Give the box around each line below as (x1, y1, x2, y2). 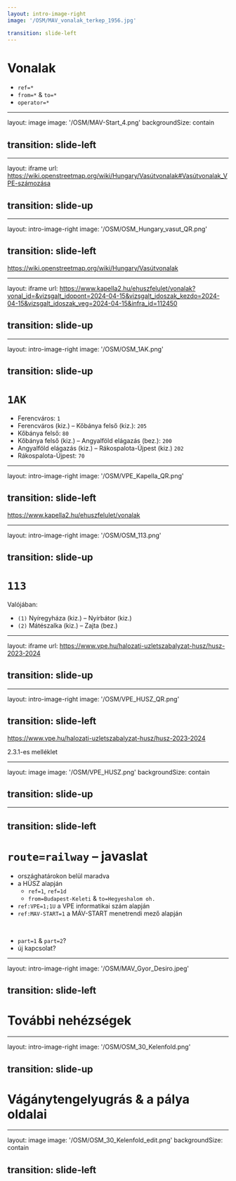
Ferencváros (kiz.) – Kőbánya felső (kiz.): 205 (17, 421, 147, 430)
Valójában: (7, 600, 38, 609)
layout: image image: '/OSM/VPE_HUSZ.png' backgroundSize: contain (7, 768, 210, 776)
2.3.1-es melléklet (7, 747, 58, 756)
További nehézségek (7, 1013, 132, 1029)
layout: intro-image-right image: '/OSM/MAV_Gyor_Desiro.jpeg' (7, 964, 190, 973)
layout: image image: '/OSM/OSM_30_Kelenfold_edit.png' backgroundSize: (7, 1136, 223, 1144)
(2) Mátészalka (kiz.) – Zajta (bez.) (17, 621, 118, 630)
